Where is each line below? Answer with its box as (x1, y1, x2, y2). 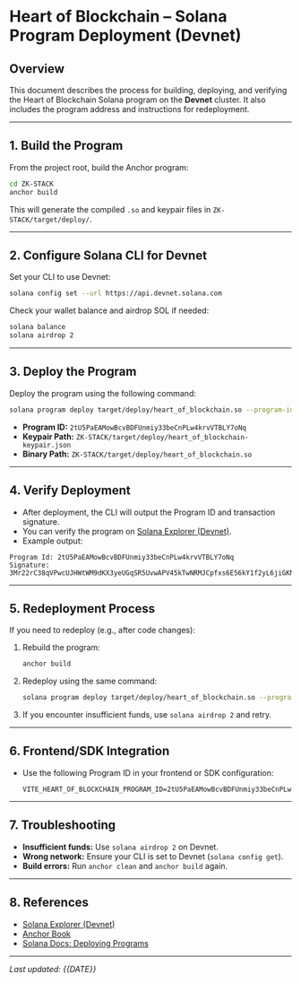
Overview (9, 61, 65, 76)
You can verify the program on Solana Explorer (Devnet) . (21, 526, 232, 536)
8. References (9, 895, 90, 910)
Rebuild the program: (21, 642, 100, 653)
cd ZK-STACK (9, 179, 54, 188)
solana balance (9, 323, 66, 332)
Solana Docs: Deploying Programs (21, 937, 150, 948)
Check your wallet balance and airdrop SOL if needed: (9, 305, 210, 316)
